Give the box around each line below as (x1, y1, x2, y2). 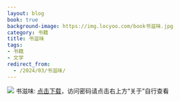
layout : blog (7, 10, 45, 17)
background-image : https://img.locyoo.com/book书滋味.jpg (7, 23, 174, 29)
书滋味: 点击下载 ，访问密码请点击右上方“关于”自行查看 (15, 87, 170, 95)
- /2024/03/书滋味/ (13, 67, 66, 74)
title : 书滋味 (7, 35, 45, 42)
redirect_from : (7, 61, 51, 68)
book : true (7, 16, 38, 23)
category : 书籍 (7, 29, 49, 36)
